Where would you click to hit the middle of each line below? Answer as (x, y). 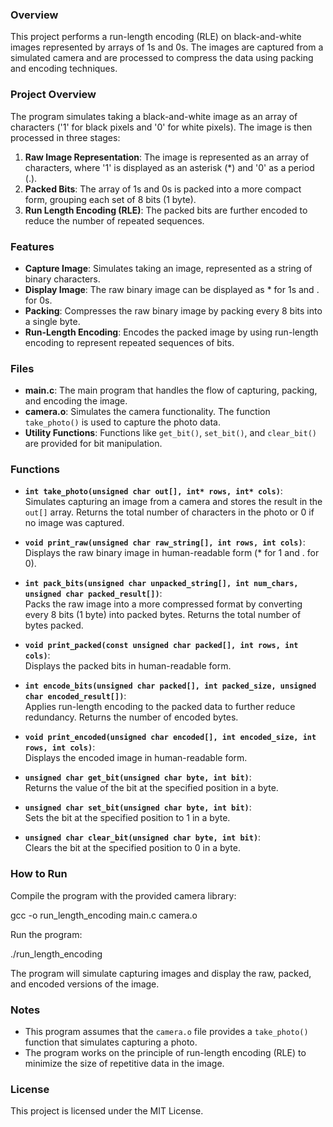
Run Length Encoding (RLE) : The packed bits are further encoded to (166, 210)
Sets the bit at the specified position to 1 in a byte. (127, 818)
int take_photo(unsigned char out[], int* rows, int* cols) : (153, 491)
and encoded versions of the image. (85, 984)
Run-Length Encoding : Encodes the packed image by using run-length (171, 332)
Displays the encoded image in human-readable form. (136, 758)
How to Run (39, 874)
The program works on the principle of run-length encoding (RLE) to (165, 1053)
